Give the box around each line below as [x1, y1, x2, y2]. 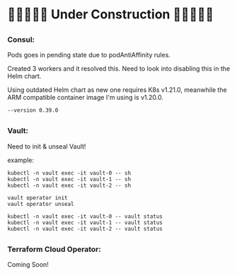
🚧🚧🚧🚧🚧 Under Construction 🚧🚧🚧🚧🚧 [7, 6, 214, 23]
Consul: [7, 35, 35, 45]
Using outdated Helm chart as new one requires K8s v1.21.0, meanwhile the [7, 85, 228, 94]
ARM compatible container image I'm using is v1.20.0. [7, 93, 164, 101]
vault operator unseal [7, 200, 74, 207]
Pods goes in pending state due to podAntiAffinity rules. [7, 50, 171, 59]
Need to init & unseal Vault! [7, 142, 86, 151]
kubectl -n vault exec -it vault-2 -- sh [7, 182, 132, 189]
